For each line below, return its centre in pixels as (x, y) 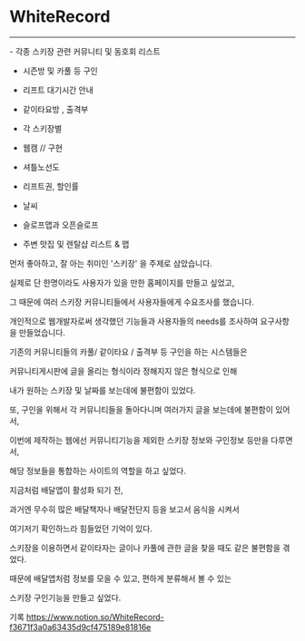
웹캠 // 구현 (43, 148)
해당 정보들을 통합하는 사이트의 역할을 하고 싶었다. (98, 471)
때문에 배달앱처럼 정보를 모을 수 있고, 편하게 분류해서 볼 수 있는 (121, 578)
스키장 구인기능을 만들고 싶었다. (65, 597)
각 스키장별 (42, 128)
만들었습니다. (42, 332)
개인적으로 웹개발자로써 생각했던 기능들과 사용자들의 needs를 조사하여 (134, 321)
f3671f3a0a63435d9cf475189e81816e (80, 626)
